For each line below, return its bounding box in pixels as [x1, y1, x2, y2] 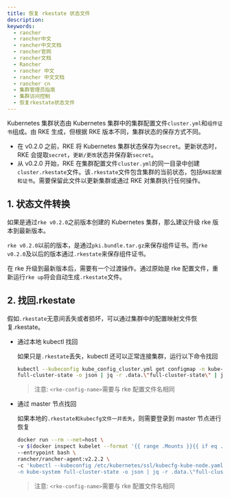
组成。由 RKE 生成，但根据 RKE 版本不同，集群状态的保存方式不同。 [12, 128, 205, 136]
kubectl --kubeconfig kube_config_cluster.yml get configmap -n [16, 365, 205, 372]
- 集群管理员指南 [13, 86, 56, 93]
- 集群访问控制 [13, 93, 51, 100]
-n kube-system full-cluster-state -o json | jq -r [16, 468, 168, 475]
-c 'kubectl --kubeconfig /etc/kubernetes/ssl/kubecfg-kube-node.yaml [16, 462, 224, 469]
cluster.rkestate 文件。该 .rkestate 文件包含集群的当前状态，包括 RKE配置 [16, 167, 222, 175]
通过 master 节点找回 [16, 400, 77, 408]
